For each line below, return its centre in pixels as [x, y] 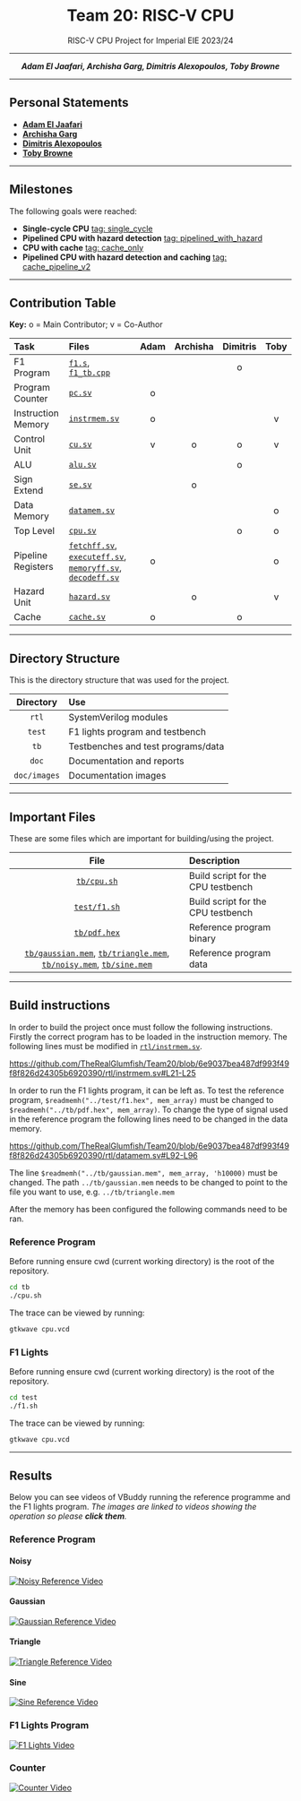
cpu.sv [82, 531]
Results [31, 1476]
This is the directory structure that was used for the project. [120, 680]
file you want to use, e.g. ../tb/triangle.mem [92, 1192]
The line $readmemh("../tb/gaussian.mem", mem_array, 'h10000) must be [143, 1172]
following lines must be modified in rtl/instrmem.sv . [106, 1046]
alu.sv [82, 465]
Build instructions [60, 1006]
